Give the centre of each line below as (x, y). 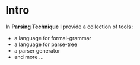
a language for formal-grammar (52, 38)
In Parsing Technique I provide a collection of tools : (70, 27)
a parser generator (37, 50)
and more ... (29, 57)
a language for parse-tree (46, 44)
